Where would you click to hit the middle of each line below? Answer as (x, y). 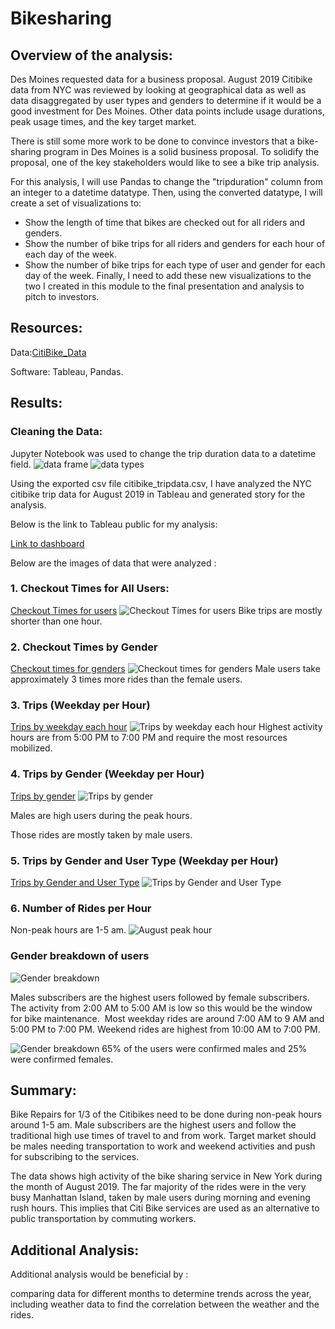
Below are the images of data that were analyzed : (113, 563)
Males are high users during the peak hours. (101, 815)
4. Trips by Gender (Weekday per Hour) (107, 774)
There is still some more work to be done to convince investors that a (152, 141)
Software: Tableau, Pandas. (67, 371)
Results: (36, 403)
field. (21, 464)
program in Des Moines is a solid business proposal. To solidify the (181, 151)
